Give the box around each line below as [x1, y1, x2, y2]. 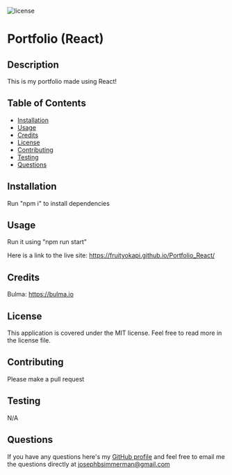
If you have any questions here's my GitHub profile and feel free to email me [7, 452, 226, 460]
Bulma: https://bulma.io [7, 290, 74, 299]
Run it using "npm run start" [7, 238, 88, 246]
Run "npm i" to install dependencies [7, 199, 110, 207]
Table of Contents [7, 98, 87, 110]
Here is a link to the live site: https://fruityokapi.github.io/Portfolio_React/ [7, 251, 215, 259]
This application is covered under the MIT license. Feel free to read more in [7, 329, 222, 338]
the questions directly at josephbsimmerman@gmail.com [7, 460, 170, 468]
